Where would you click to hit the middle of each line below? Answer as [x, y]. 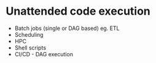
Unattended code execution [78, 11]
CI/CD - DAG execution [44, 54]
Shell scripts [30, 48]
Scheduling [29, 34]
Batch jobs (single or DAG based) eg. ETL [67, 28]
